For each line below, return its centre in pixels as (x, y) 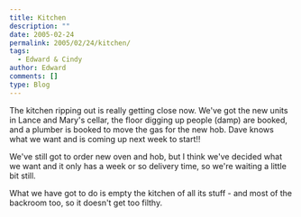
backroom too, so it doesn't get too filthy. (86, 203)
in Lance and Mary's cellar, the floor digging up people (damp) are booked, (149, 120)
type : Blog (30, 85)
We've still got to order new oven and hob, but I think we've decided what (146, 156)
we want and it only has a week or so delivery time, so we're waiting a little (148, 166)
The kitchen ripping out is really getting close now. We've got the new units (149, 110)
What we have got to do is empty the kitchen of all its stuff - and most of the (151, 193)
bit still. (23, 176)
